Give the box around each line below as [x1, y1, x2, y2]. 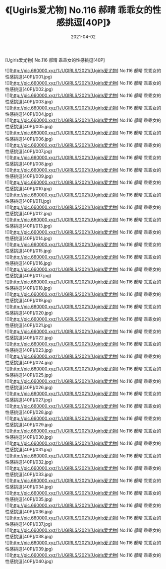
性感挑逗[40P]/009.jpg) [5, 173, 53, 179]
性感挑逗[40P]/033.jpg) [5, 471, 53, 477]
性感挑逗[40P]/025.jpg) [5, 372, 53, 378]
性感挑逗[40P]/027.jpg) [5, 397, 53, 403]
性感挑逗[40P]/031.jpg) [5, 446, 52, 452]
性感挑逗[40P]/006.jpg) [5, 136, 53, 142]
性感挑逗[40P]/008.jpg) [5, 161, 53, 166]
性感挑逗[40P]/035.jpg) [5, 496, 53, 502]
